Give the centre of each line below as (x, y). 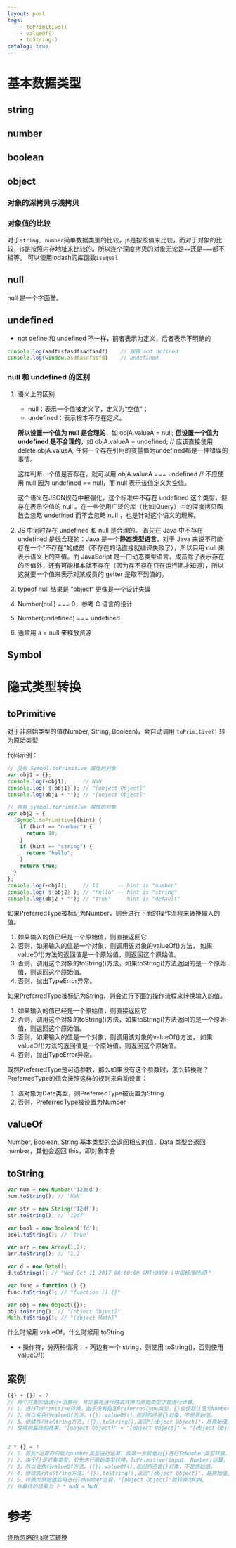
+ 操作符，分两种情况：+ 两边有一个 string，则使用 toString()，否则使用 (120, 1347)
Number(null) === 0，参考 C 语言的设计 (75, 604)
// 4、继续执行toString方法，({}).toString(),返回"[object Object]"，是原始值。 (120, 1473)
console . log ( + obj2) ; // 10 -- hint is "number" (92, 885)
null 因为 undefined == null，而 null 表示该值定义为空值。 (108, 483)
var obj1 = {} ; (29, 775)
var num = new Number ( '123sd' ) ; (54, 1190)
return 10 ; (42, 833)
